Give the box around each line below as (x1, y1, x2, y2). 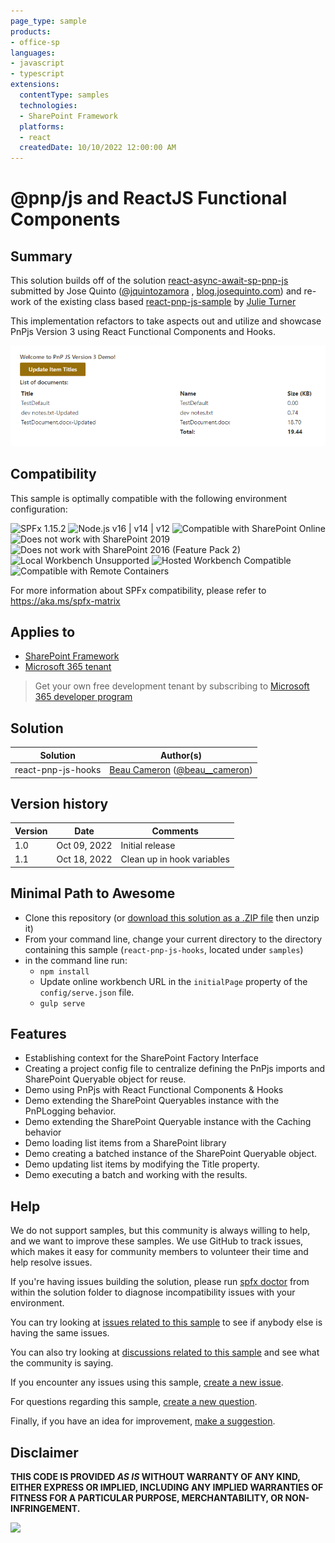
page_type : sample (10, 16, 87, 26)
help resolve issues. (10, 1256, 93, 1269)
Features (10, 1026, 67, 1043)
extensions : (10, 80, 60, 90)
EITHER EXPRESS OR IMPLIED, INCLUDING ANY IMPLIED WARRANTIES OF (10, 1481, 324, 1494)
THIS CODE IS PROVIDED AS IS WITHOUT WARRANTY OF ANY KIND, (10, 1471, 301, 1483)
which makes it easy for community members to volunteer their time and (10, 1246, 309, 1258)
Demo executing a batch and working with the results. (24, 1169, 248, 1181)
